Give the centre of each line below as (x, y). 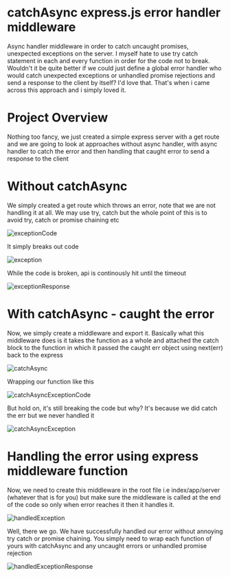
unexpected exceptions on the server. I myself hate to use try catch (102, 54)
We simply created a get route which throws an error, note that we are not (112, 205)
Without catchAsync (67, 186)
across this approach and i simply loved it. (67, 90)
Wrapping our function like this (50, 381)
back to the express (35, 355)
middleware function (68, 471)
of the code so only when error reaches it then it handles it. (91, 504)
